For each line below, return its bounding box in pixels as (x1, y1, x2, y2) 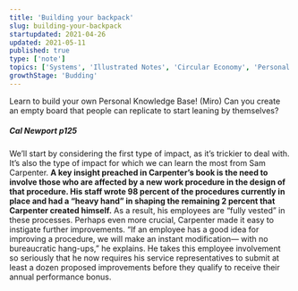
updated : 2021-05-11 (9, 37, 87, 47)
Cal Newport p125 (9, 126, 78, 137)
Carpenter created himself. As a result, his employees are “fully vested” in (9, 204, 285, 215)
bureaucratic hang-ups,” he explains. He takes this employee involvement (9, 243, 281, 254)
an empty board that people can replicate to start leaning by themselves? (9, 104, 279, 116)
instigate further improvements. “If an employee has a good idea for (9, 224, 260, 235)
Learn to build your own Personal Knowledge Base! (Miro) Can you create (9, 96, 281, 106)
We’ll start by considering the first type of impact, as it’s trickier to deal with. (9, 148, 290, 159)
